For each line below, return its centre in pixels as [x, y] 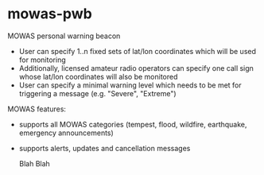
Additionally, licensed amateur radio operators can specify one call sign [136, 68]
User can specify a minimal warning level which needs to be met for [130, 85]
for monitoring [42, 60]
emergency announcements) [66, 133]
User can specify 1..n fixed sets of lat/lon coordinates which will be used [137, 51]
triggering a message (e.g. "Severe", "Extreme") [97, 93]
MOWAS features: [37, 109]
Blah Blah [35, 163]
